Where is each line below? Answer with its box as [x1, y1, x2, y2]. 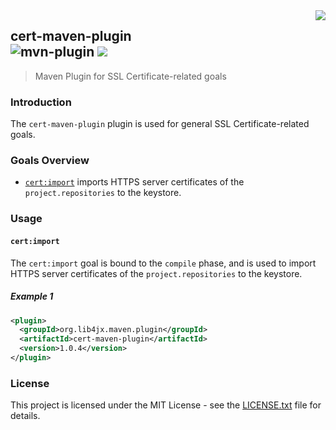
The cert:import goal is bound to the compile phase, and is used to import [10, 257, 317, 269]
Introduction [10, 95, 72, 109]
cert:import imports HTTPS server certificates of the [24, 176, 245, 188]
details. [10, 410, 41, 422]
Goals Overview [10, 154, 90, 168]
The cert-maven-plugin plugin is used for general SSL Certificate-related [10, 118, 310, 130]
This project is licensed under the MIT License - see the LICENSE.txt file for [10, 399, 322, 411]
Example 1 [10, 290, 54, 303]
